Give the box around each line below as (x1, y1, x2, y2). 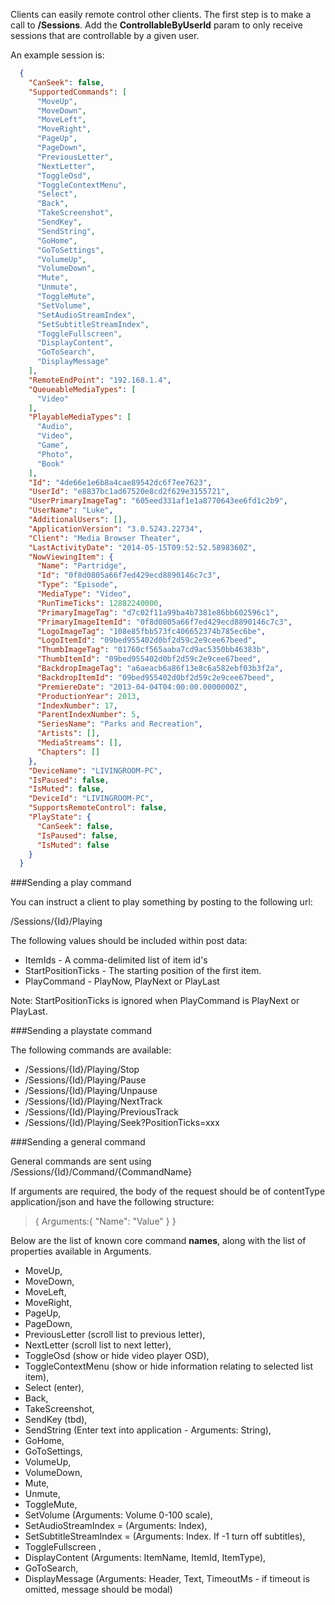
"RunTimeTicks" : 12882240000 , (36, 598, 163, 608)
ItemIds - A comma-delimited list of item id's (24, 954, 208, 966)
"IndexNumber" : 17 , (36, 700, 118, 711)
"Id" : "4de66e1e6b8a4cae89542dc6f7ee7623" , (28, 477, 213, 488)
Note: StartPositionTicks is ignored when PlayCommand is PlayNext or (10, 995, 300, 1007)
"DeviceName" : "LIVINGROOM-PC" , (28, 765, 163, 776)
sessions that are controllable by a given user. (10, 30, 200, 41)
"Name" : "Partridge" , (36, 561, 128, 571)
